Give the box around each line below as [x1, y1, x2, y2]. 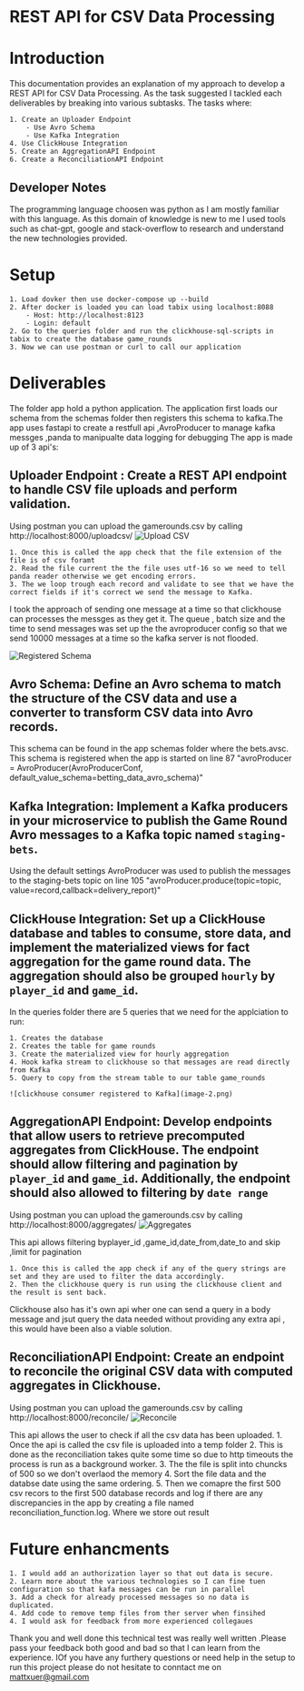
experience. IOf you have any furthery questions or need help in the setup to [9, 1652, 296, 1663]
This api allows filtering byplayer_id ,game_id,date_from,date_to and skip [9, 1236, 281, 1248]
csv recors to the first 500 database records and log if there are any [9, 1487, 263, 1498]
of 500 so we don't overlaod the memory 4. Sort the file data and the [9, 1468, 267, 1479]
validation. [9, 496, 71, 511]
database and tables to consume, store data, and [9, 926, 292, 941]
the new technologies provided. [9, 232, 128, 243]
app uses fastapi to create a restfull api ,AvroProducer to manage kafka [9, 421, 276, 433]
